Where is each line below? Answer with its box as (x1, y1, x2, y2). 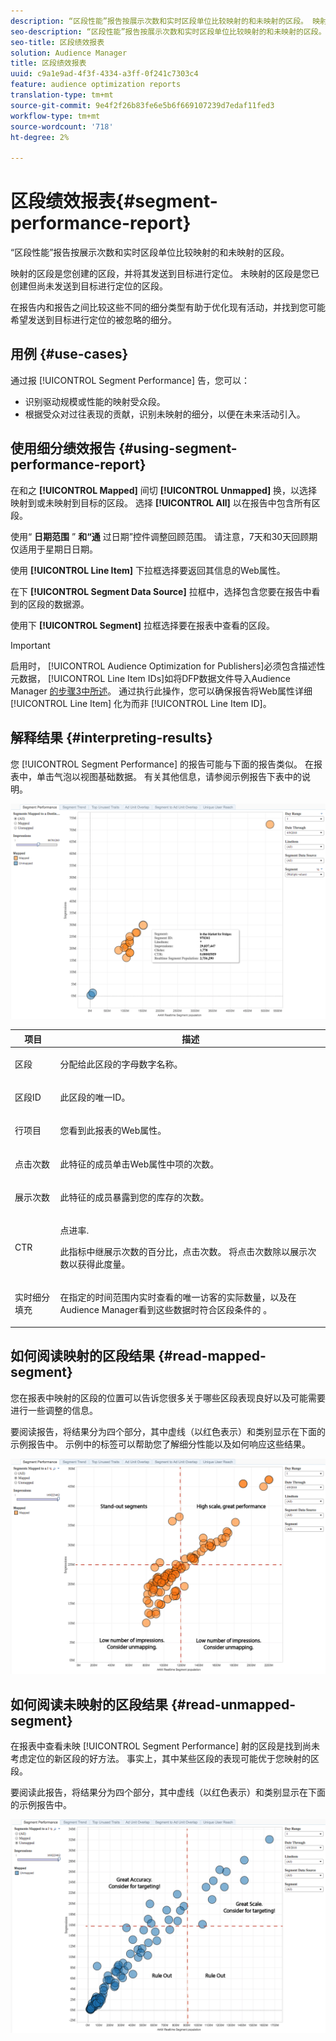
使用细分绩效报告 (10, 440, 116, 457)
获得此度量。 (77, 1258, 131, 1270)
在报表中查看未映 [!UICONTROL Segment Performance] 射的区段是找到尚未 (10, 1740, 321, 1752)
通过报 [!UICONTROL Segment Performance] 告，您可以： (10, 374, 251, 386)
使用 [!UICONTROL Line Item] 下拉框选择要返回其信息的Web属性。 (10, 564, 286, 576)
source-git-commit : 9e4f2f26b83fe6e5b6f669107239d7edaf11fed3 (10, 100, 275, 110)
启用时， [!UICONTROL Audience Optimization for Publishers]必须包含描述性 (10, 660, 326, 672)
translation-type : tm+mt (10, 90, 114, 100)
